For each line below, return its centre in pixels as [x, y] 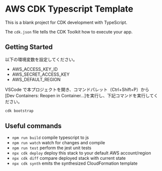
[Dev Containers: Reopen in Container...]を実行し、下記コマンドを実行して [80, 95]
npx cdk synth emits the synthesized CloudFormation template [75, 163]
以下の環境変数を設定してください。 [41, 59]
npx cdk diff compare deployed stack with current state [69, 158]
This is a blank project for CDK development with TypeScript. [66, 22]
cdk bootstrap [19, 111]
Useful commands [33, 126]
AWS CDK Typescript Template [69, 9]
